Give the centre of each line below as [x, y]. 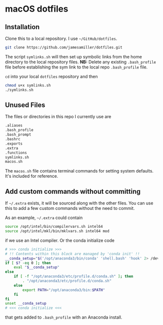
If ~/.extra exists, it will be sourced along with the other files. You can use [79, 203]
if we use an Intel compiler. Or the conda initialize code [60, 240]
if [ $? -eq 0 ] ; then [28, 263]
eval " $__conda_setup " [37, 267]
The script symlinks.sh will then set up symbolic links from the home [73, 56]
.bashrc [13, 139]
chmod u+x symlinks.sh [28, 85]
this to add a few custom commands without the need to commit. [70, 208]
